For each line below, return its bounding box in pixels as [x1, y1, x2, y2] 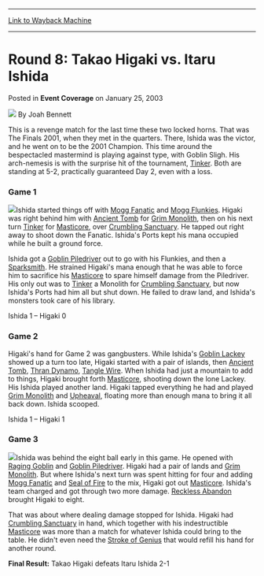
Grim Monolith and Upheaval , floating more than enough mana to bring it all [8, 391, 252, 400]
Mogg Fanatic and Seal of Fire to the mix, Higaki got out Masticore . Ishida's [8, 478, 251, 487]
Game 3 [8, 434, 38, 445]
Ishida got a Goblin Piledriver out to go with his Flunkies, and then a [8, 254, 226, 264]
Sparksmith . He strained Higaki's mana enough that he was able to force [8, 262, 243, 272]
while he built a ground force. [8, 239, 104, 248]
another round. [8, 543, 57, 552]
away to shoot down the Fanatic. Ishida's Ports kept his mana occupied [8, 230, 239, 240]
